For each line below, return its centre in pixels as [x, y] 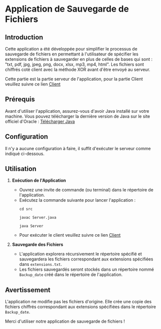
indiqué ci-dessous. [25, 154]
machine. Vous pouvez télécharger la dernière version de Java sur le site [78, 116]
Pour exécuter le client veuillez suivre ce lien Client [70, 235]
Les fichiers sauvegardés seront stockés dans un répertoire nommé [87, 269]
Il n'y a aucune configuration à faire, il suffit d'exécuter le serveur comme [78, 148]
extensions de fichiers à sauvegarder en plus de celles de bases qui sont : [79, 59]
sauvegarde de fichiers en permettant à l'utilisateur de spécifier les [72, 54]
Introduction [24, 37]
